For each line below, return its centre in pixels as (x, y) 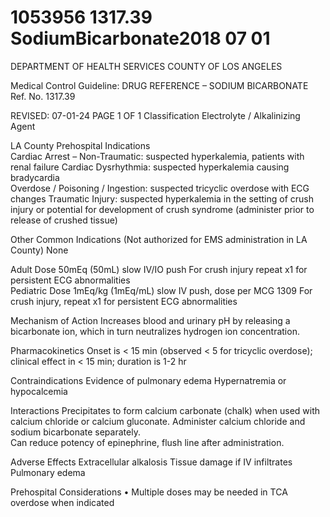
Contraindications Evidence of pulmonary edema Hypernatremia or (148, 380)
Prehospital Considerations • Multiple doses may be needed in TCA (149, 492)
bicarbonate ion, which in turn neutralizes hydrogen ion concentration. (155, 331)
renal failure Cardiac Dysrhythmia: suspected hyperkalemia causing (150, 167)
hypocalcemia (39, 391)
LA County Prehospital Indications (80, 145)
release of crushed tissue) (64, 220)
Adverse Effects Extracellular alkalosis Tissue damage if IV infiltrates (151, 462)
